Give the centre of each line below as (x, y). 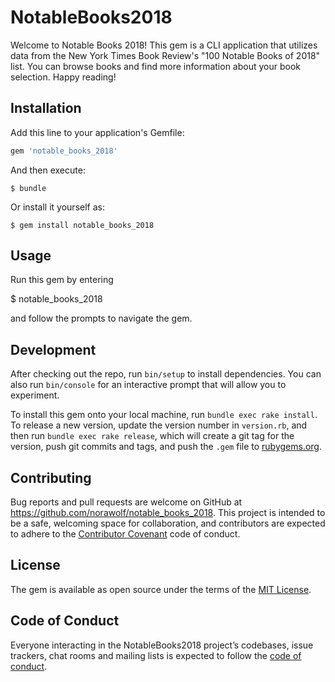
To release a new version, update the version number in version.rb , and (159, 425)
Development (53, 349)
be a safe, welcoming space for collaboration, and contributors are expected (168, 523)
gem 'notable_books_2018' (64, 151)
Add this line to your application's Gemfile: (97, 132)
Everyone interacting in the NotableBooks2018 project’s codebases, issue (162, 645)
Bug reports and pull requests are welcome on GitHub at (126, 502)
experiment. (35, 395)
